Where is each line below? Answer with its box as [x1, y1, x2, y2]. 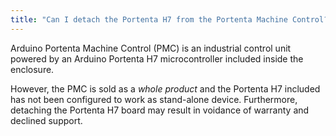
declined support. [10, 114, 83, 126]
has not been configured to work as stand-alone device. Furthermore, [10, 93, 298, 105]
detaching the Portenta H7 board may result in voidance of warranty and [10, 104, 310, 116]
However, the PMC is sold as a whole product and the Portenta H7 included [10, 82, 321, 95]
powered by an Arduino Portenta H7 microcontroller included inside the [10, 52, 304, 65]
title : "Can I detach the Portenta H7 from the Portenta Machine [10, 14, 288, 25]
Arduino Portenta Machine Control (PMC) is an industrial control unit [10, 42, 292, 54]
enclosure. [10, 63, 55, 75]
